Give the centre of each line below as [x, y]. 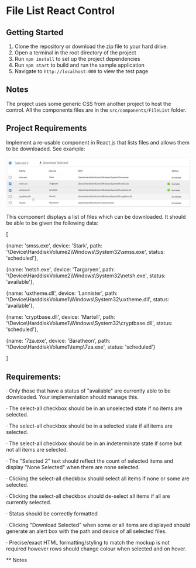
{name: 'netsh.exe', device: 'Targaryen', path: [61, 270]
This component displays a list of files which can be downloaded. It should [96, 217]
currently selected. [29, 502]
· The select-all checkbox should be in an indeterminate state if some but [94, 443]
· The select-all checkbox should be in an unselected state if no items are [94, 408]
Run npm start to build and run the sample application [79, 65]
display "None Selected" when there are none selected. [73, 467]
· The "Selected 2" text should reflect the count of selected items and [90, 461]
